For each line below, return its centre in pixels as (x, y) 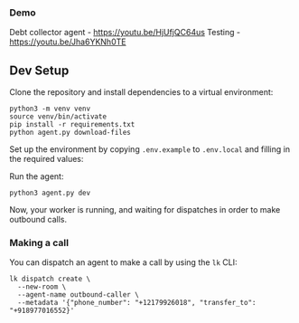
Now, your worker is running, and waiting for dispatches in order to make (145, 210)
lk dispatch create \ (50, 279)
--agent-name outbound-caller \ (79, 295)
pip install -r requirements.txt (72, 125)
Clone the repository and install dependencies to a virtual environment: (141, 92)
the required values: (47, 159)
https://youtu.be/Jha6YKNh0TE (68, 42)
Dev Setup (39, 70)
